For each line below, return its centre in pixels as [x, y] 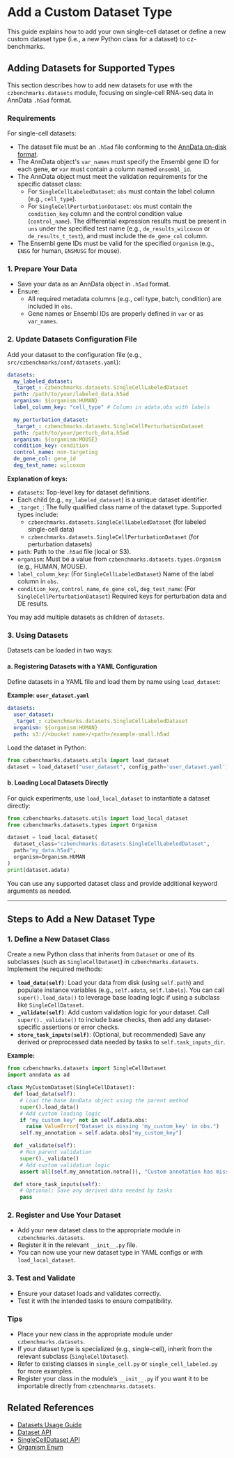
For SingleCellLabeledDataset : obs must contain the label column [121, 191]
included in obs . [50, 306]
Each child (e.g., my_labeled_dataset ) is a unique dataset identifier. [113, 500]
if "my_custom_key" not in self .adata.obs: [84, 1120]
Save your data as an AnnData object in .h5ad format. [94, 284]
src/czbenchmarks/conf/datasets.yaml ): [64, 362]
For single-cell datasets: [42, 133]
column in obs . [38, 581]
